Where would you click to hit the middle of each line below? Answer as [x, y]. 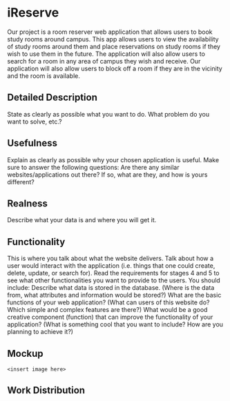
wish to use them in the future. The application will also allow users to [106, 54]
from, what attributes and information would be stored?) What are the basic [114, 295]
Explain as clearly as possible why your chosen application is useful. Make [113, 159]
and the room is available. [44, 76]
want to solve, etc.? [35, 121]
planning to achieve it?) [40, 332]
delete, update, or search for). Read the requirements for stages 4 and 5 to [113, 273]
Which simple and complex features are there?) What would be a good [107, 310]
